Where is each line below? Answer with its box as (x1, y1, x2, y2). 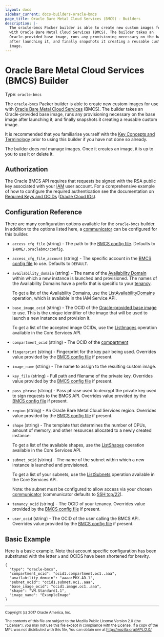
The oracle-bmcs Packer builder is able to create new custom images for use (5, 101, 159, 107)
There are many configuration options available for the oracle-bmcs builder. (5, 221, 156, 227)
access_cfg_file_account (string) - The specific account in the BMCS (12, 256, 151, 261)
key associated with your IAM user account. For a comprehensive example (5, 183, 155, 189)
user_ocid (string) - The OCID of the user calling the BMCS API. (12, 516, 140, 521)
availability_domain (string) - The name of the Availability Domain (12, 270, 147, 276)
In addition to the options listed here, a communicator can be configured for (5, 226, 158, 232)
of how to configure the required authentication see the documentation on (5, 189, 154, 194)
